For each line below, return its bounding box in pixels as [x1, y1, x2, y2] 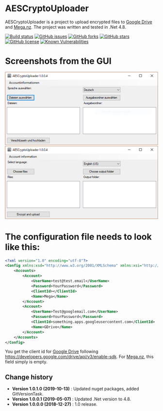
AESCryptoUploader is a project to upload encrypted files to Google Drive [5, 19, 152, 25]
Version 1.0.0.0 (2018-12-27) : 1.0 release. [12, 401, 98, 407]
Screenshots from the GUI [5, 56, 112, 67]
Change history [5, 373, 53, 381]
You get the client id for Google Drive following [5, 348, 98, 354]
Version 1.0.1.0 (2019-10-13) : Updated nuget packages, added [12, 386, 139, 392]
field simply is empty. [5, 359, 48, 365]
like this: [5, 241, 40, 253]
